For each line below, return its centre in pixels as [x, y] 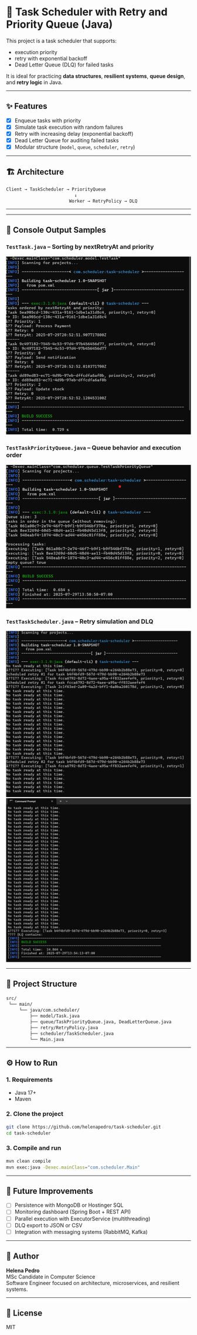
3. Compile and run [34, 1148]
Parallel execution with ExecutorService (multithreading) [82, 1219]
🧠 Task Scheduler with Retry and [87, 12]
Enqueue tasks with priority [47, 121]
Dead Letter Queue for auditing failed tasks [67, 140]
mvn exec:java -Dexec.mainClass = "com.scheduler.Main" [73, 1167]
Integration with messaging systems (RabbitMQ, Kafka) [81, 1232]
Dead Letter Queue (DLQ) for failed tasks [64, 65]
